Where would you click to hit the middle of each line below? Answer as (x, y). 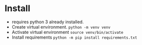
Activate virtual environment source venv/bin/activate (68, 32)
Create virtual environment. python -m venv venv (61, 27)
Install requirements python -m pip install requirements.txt (74, 37)
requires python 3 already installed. (48, 22)
